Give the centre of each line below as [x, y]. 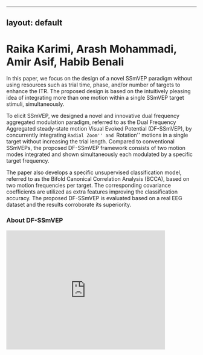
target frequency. [28, 161]
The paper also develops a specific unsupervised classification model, [94, 172]
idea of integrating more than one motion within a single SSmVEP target [95, 98]
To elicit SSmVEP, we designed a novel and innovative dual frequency [93, 116]
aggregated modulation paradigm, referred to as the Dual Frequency [91, 122]
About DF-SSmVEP [35, 220]
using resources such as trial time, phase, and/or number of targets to [93, 85]
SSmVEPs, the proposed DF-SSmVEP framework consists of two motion [96, 148]
